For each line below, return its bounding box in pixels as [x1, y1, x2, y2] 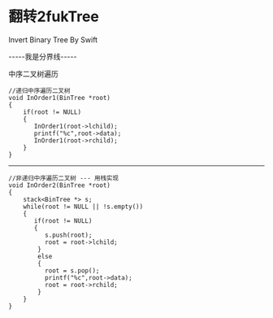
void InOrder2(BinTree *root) [8, 181, 111, 189]
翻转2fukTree [8, 7, 100, 26]
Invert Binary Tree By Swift [8, 34, 98, 45]
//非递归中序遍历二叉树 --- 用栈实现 [8, 174, 119, 182]
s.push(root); [44, 231, 93, 239]
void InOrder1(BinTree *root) [8, 94, 111, 102]
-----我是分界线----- [8, 51, 77, 61]
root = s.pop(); [44, 266, 100, 275]
